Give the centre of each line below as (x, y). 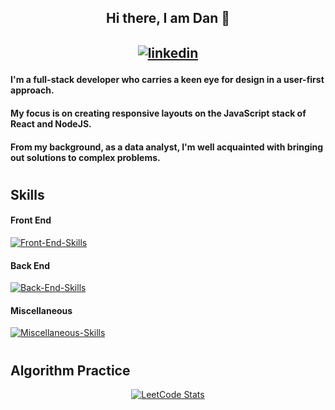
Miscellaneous (41, 310)
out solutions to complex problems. (85, 157)
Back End (30, 265)
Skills (27, 194)
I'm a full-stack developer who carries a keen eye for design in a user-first (167, 80)
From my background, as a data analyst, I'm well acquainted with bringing (167, 147)
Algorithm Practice (70, 370)
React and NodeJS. (51, 123)
